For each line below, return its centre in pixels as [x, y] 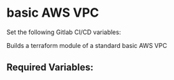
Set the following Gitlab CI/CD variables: [64, 32]
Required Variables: [50, 67]
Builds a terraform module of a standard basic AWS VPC [87, 45]
